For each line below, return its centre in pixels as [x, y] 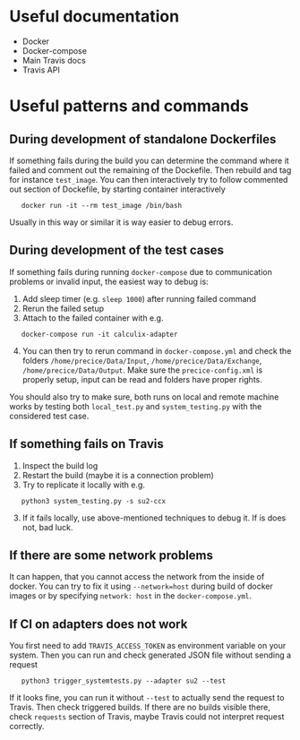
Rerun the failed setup [63, 308]
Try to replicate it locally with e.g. [84, 485]
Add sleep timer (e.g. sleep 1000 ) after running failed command [139, 298]
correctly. [27, 727]
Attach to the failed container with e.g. [93, 318]
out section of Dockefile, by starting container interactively [117, 189]
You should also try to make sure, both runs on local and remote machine [144, 397]
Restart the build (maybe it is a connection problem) [118, 475]
